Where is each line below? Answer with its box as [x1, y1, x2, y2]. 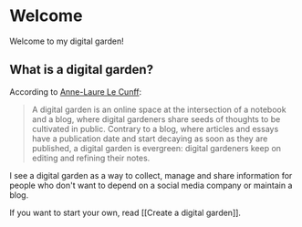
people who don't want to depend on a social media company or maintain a [9, 180, 293, 191]
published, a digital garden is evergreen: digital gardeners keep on [31, 142, 281, 153]
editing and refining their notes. [31, 152, 151, 163]
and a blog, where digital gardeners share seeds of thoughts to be [31, 113, 281, 124]
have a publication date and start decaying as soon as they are [31, 133, 268, 144]
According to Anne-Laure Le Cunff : [9, 86, 142, 97]
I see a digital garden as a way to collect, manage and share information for [9, 170, 293, 181]
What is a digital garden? [9, 62, 153, 77]
